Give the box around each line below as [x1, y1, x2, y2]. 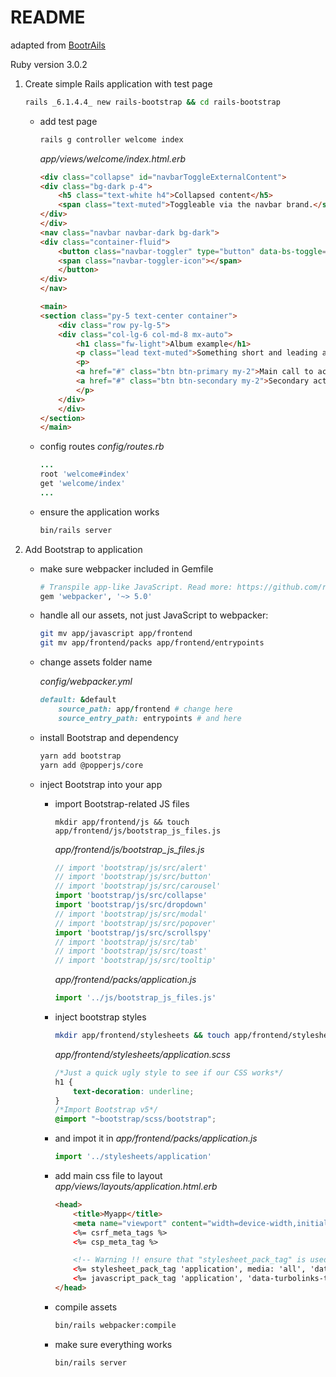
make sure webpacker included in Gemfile [39, 562, 214, 575]
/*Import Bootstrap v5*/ [54, 1105, 159, 1115]
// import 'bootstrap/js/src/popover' [54, 918, 217, 928]
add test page [39, 115, 98, 127]
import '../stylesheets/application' [54, 1152, 212, 1162]
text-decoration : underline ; [73, 1086, 195, 1096]
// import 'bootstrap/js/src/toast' [54, 946, 208, 956]
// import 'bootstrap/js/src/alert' [54, 862, 208, 873]
